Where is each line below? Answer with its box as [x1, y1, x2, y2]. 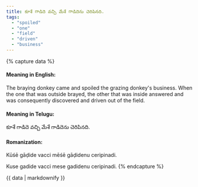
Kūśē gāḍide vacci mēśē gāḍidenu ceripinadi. [6, 152, 117, 159]
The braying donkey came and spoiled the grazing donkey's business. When [6, 84, 193, 91]
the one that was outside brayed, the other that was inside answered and [6, 91, 184, 98]
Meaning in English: [6, 71, 56, 78]
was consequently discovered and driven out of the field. [6, 97, 145, 104]
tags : [6, 14, 20, 20]
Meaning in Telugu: [6, 110, 55, 117]
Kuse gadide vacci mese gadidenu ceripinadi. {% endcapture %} [6, 163, 164, 170]
